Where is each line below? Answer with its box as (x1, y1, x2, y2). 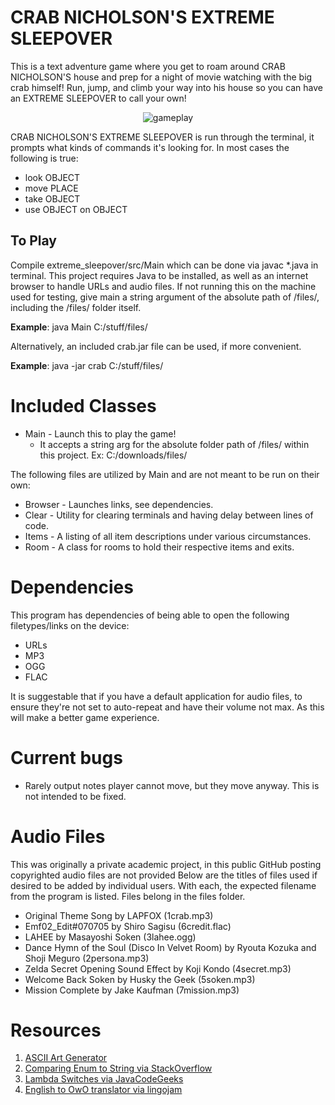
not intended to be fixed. (24, 790, 127, 802)
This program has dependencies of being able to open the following (10, 609, 290, 621)
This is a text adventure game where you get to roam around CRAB (10, 60, 286, 72)
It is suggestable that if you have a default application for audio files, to (10, 690, 303, 702)
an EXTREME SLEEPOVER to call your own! (10, 92, 187, 104)
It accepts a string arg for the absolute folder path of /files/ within (39, 438, 310, 450)
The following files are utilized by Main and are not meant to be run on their (10, 468, 320, 480)
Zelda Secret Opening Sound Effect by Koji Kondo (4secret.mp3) (24, 962, 292, 975)
